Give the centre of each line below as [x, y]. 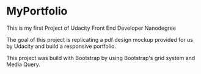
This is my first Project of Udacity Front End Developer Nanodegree [91, 28]
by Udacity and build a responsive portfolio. [61, 46]
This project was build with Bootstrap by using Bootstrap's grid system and [101, 58]
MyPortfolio [37, 11]
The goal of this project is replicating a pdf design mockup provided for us [100, 39]
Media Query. [24, 64]
